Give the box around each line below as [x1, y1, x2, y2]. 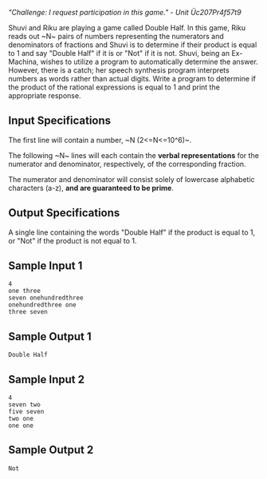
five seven [8, 408, 45, 416]
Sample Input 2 [8, 372, 85, 386]
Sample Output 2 [8, 443, 94, 457]
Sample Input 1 [8, 259, 83, 273]
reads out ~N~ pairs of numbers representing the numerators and [8, 32, 225, 41]
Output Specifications [8, 206, 120, 220]
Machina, [8, 57, 39, 66]
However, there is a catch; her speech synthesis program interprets [8, 65, 230, 75]
